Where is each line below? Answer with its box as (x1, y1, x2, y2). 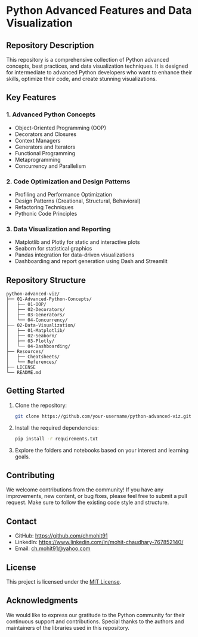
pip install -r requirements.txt (14, 436, 98, 442)
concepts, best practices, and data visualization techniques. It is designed (6, 62, 188, 70)
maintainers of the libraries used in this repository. (6, 624, 130, 631)
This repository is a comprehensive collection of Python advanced (6, 56, 169, 63)
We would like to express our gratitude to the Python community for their (6, 611, 185, 618)
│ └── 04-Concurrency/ (6, 317, 68, 324)
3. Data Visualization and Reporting (6, 225, 111, 233)
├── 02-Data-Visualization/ (6, 322, 76, 328)
